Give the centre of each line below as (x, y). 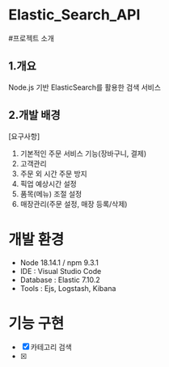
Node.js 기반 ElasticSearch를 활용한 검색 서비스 (85, 87)
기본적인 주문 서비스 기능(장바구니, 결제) (83, 153)
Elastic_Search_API (74, 15)
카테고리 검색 (51, 347)
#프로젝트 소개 (32, 38)
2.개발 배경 (34, 115)
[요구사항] (24, 136)
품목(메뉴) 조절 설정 (51, 194)
